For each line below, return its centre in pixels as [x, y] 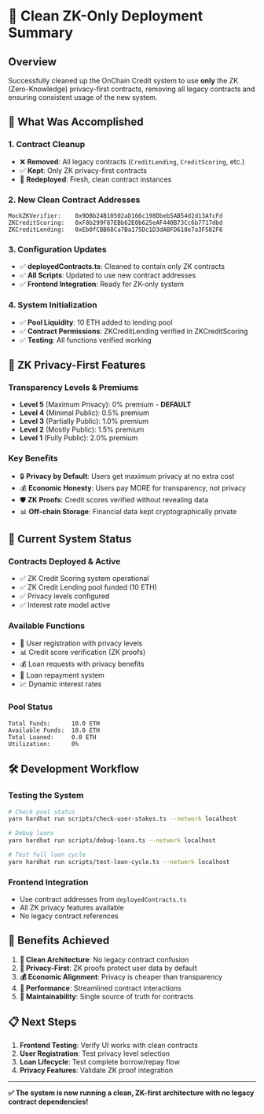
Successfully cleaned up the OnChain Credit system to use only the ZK [123, 81]
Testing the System [46, 796]
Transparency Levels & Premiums [73, 387]
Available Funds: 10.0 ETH [54, 730]
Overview [33, 62]
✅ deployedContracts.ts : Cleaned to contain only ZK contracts [122, 267]
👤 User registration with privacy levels [81, 643]
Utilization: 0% [44, 744]
